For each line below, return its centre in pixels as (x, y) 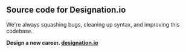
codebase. (20, 31)
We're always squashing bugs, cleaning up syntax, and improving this (93, 24)
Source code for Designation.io (66, 10)
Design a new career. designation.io (52, 42)
